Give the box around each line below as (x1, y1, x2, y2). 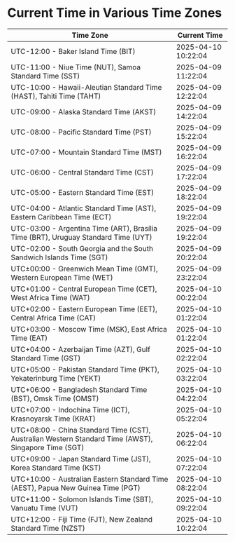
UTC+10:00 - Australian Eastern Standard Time (10, 474, 169, 484)
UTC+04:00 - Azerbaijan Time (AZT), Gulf (10, 344, 150, 354)
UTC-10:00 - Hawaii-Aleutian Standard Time (10, 82, 162, 92)
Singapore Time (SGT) (10, 442, 85, 452)
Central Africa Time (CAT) (10, 313, 97, 323)
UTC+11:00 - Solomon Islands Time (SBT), (10, 494, 154, 504)
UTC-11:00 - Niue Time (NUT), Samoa (10, 62, 141, 72)
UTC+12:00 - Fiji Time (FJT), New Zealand (10, 514, 152, 524)
